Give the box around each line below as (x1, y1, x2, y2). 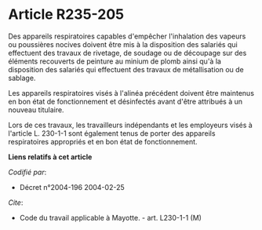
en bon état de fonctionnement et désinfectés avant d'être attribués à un (8, 97, 243, 106)
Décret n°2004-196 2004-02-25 (19, 182, 125, 192)
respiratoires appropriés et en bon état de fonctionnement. (8, 137, 198, 146)
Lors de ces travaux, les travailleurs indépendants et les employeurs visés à (8, 120, 253, 130)
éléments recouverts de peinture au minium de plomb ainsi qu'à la (8, 57, 222, 66)
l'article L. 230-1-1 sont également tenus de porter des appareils (8, 128, 216, 138)
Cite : (8, 198, 24, 207)
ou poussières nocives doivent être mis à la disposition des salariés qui (8, 39, 238, 49)
